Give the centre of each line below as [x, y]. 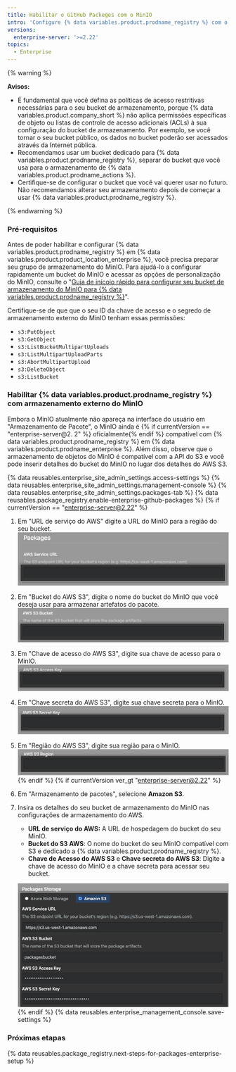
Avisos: [19, 87]
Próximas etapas [37, 1038]
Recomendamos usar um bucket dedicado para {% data [99, 152]
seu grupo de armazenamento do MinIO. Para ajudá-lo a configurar [104, 267]
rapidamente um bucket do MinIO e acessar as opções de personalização [114, 275]
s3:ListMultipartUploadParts [60, 355]
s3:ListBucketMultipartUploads [63, 347]
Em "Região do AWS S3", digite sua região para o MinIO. [99, 745]
